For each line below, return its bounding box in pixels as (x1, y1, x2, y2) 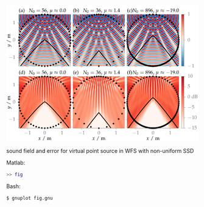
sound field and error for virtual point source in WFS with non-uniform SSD (6, 147, 194, 154)
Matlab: (6, 159, 26, 166)
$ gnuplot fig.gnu (6, 195, 53, 201)
